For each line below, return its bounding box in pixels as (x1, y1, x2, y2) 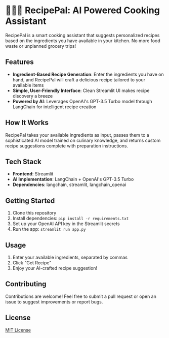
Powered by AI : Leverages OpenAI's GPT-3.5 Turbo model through (12, 98, 153, 104)
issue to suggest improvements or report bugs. (5, 298, 103, 304)
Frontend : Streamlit (12, 171, 54, 177)
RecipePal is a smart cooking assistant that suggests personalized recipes (5, 32, 160, 38)
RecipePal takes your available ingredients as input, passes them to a (5, 132, 149, 138)
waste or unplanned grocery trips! (5, 43, 76, 49)
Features (5, 58, 34, 67)
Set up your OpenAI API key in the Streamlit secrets (12, 221, 120, 227)
